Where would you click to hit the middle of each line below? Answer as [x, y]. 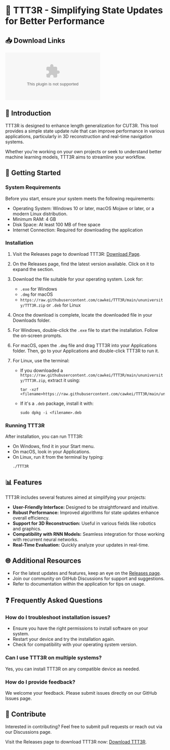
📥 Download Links [35, 40]
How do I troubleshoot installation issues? [58, 618]
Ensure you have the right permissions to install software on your [80, 628]
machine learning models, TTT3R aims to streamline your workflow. [76, 157]
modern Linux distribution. [40, 214]
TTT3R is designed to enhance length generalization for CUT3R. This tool [82, 125]
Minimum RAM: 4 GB [34, 219]
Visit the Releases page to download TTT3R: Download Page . [76, 254]
